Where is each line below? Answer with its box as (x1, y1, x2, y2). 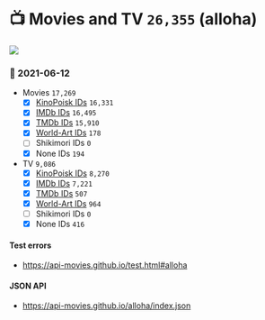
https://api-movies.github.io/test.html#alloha (22, 260, 188, 270)
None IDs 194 (35, 148, 85, 159)
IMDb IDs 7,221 (35, 178, 93, 188)
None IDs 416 (35, 218, 85, 229)
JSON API (9, 280, 47, 291)
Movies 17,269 (22, 87, 76, 98)
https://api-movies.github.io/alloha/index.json (22, 300, 191, 311)
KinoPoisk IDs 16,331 (35, 97, 114, 108)
